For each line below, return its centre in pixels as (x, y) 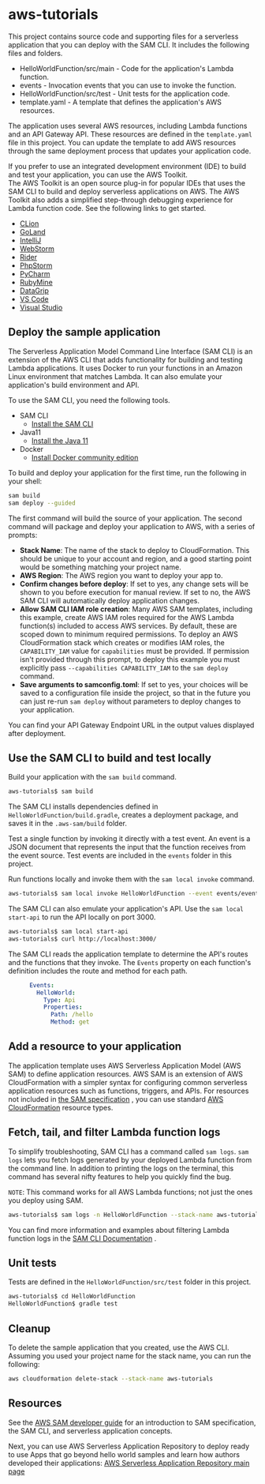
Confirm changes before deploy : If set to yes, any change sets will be (134, 584)
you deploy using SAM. (46, 1200)
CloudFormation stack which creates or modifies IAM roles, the (122, 642)
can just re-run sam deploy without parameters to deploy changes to (130, 701)
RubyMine (36, 282)
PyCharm (35, 273)
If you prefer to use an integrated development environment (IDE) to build (127, 166)
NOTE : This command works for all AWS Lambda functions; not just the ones (131, 1192)
